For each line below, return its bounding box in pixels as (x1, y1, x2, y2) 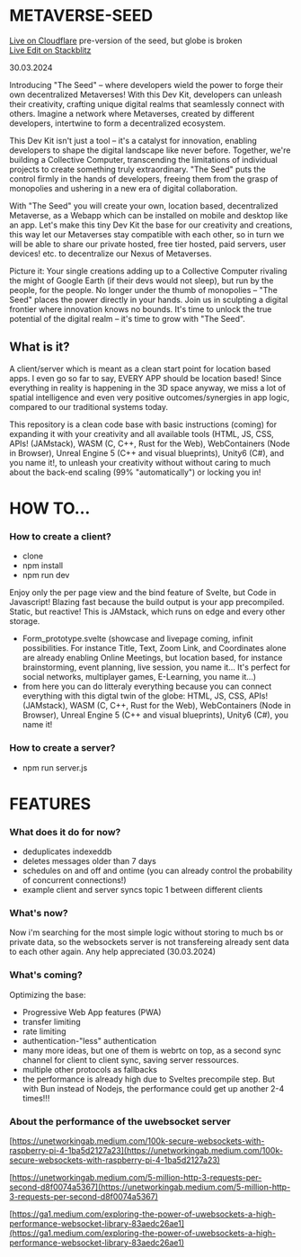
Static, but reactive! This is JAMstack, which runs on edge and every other (9, 606, 286, 617)
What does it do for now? (9, 825, 121, 838)
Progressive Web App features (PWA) (22, 1006, 162, 1017)
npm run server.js (22, 762, 88, 773)
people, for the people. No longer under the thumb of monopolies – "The (9, 284, 279, 295)
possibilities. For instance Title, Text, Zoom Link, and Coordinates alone (22, 643, 288, 654)
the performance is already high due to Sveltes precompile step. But (22, 1074, 276, 1084)
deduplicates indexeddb (22, 846, 112, 857)
